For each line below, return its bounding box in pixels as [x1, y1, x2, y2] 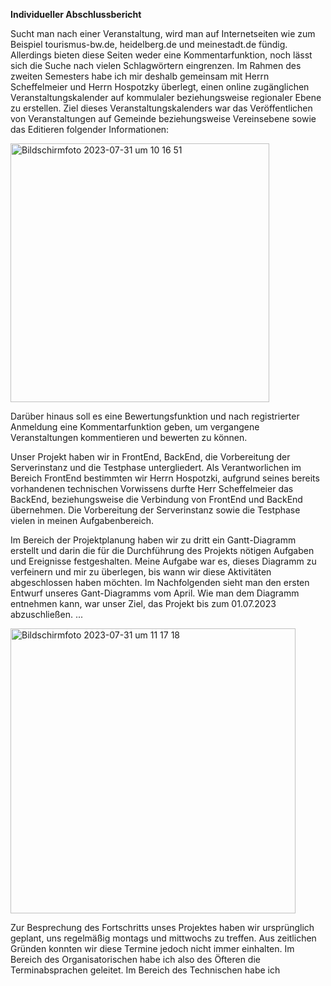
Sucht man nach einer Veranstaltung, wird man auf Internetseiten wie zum [10, 28, 316, 39]
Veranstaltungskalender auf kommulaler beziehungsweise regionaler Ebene [10, 92, 322, 103]
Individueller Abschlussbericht [10, 9, 142, 20]
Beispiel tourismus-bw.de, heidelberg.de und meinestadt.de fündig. [10, 39, 288, 50]
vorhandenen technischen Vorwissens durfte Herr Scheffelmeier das [10, 483, 294, 494]
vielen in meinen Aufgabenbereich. [10, 515, 155, 526]
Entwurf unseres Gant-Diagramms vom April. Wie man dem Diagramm [10, 587, 300, 599]
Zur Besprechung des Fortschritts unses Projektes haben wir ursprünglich [10, 922, 315, 933]
